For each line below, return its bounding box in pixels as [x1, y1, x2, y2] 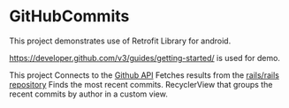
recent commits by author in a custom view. [9, 89, 168, 99]
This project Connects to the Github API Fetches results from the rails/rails [9, 69, 280, 81]
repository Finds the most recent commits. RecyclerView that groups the [9, 79, 273, 89]
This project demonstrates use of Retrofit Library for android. [9, 35, 232, 46]
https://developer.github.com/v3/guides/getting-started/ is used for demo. [9, 52, 281, 63]
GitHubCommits [9, 6, 130, 27]
